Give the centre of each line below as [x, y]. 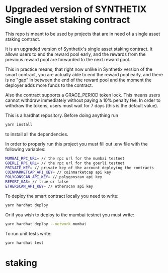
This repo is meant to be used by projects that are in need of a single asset [83, 34]
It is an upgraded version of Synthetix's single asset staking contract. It [79, 49]
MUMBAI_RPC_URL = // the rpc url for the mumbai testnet [65, 158]
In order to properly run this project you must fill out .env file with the [76, 144]
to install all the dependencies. [37, 134]
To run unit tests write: [28, 233]
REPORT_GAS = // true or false [37, 182]
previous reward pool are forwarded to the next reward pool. [68, 59]
